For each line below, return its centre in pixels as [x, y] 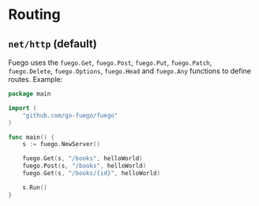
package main [30, 94]
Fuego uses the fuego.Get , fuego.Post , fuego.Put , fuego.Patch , [110, 62]
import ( [23, 108]
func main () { [32, 137]
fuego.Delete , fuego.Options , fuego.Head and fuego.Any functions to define [129, 71]
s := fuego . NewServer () [62, 144]
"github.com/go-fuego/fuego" [70, 115]
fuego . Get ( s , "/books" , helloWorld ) [83, 159]
